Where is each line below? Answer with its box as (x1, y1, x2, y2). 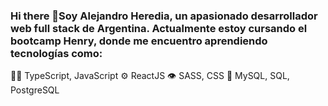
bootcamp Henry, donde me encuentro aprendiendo (10, 34, 268, 48)
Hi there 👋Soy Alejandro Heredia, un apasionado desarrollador (10, 9, 318, 23)
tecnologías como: (10, 46, 103, 60)
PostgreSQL (10, 84, 60, 96)
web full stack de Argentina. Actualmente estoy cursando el (10, 21, 308, 35)
